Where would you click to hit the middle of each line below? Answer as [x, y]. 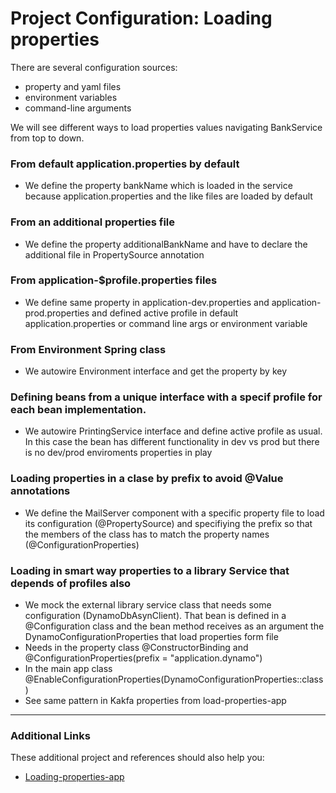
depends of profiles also [71, 583]
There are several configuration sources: [94, 67]
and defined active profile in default [165, 313]
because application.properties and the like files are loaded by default [168, 196]
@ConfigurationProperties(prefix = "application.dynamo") [143, 658]
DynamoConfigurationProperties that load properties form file [151, 637]
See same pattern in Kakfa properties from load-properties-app [155, 701]
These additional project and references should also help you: [137, 758]
